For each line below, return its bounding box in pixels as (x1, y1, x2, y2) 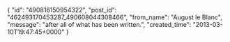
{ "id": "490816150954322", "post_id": (7, 6, 117, 14)
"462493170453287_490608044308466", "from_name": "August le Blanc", (7, 13, 222, 21)
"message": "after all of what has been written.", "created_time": (7, 21, 192, 28)
